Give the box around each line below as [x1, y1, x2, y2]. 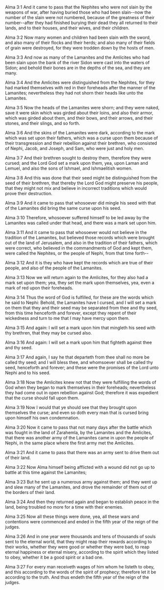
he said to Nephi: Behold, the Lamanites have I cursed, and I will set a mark [5, 300, 157, 306]
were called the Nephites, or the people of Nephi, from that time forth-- [5, 250, 149, 256]
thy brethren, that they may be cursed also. [5, 330, 92, 335]
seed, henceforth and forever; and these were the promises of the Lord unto [5, 365, 159, 370]
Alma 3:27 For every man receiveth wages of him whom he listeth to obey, [5, 564, 155, 569]
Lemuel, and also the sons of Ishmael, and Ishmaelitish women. [5, 165, 133, 171]
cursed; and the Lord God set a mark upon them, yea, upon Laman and [5, 160, 148, 166]
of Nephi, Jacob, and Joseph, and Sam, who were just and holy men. [5, 146, 144, 151]
